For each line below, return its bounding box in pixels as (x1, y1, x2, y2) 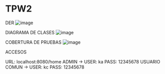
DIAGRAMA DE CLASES (5, 29, 55, 35)
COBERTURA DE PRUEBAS (5, 39, 62, 45)
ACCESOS (5, 49, 27, 55)
